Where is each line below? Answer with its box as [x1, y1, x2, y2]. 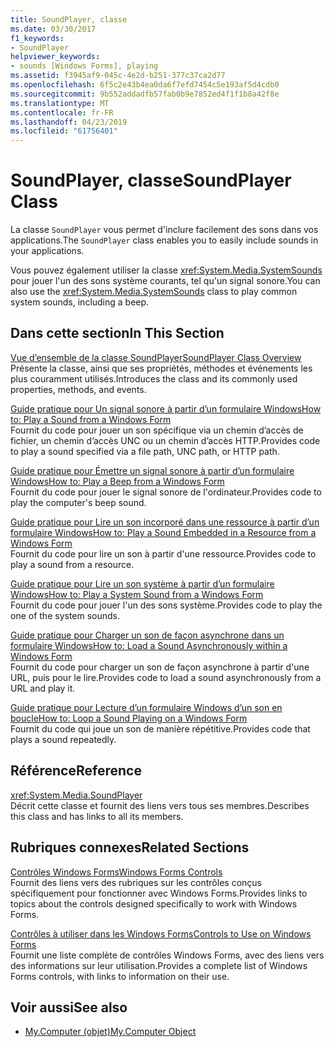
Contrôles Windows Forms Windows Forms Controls [10, 866, 223, 878]
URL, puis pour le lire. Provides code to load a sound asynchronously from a [10, 671, 322, 683]
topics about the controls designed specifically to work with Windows [10, 897, 298, 910]
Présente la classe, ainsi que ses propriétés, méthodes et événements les [10, 362, 313, 374]
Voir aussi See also [10, 999, 128, 1016]
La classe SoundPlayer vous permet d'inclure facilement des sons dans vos [10, 224, 319, 236]
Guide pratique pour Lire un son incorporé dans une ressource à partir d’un [10, 516, 320, 528]
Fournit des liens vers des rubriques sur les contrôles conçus [10, 876, 262, 888]
